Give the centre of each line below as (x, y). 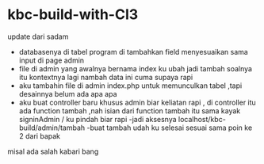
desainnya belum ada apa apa (68, 93)
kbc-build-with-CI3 (73, 15)
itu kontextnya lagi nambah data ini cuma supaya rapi (106, 77)
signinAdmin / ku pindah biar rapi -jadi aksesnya (98, 119)
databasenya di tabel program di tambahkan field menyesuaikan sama (134, 51)
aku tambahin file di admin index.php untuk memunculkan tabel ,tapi (130, 86)
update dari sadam (38, 36)
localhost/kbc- (202, 119)
